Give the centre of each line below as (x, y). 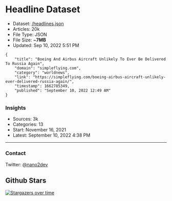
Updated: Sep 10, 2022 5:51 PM (46, 45)
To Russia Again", (25, 63)
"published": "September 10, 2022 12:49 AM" (63, 91)
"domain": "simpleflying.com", (48, 68)
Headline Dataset (43, 9)
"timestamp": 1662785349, (42, 86)
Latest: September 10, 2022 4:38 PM (51, 135)
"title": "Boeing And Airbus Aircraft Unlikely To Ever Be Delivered (90, 59)
